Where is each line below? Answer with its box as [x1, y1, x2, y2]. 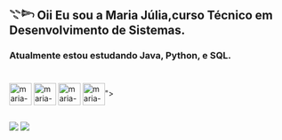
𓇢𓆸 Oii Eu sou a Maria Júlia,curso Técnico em [9, 8, 273, 23]
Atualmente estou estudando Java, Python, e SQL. [9, 50, 231, 62]
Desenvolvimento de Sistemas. [9, 23, 186, 38]
